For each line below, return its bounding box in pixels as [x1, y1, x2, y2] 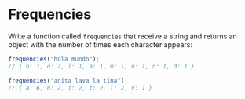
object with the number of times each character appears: [8, 39, 192, 49]
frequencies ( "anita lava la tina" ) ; [8, 76, 128, 84]
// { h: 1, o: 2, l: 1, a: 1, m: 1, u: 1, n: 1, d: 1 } [8, 62, 195, 70]
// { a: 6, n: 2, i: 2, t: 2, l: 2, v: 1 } [8, 84, 153, 92]
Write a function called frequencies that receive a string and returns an [8, 31, 237, 41]
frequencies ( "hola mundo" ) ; [8, 55, 101, 63]
